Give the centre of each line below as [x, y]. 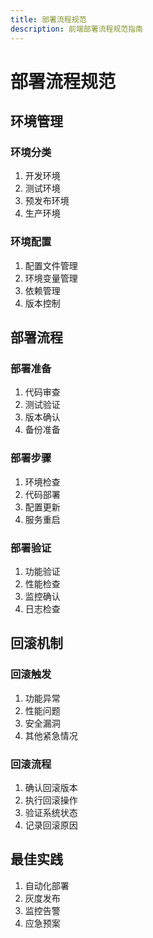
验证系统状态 [51, 812]
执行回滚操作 [51, 800]
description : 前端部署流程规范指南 [76, 29]
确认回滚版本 [51, 787]
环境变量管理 [51, 278]
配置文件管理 [51, 265]
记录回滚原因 [51, 825]
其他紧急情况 [51, 735]
